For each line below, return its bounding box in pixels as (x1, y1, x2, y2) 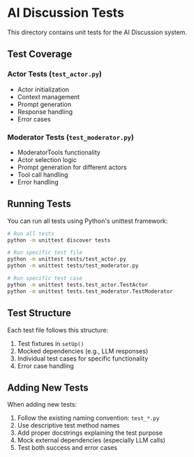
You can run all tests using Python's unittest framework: (7, 217, 168, 225)
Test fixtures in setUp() (17, 339, 84, 347)
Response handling (17, 107, 73, 116)
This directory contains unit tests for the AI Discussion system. (7, 28, 187, 36)
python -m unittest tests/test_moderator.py (7, 262, 139, 270)
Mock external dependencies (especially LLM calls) (17, 436, 166, 444)
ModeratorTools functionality (17, 148, 101, 157)
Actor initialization (17, 85, 70, 94)
